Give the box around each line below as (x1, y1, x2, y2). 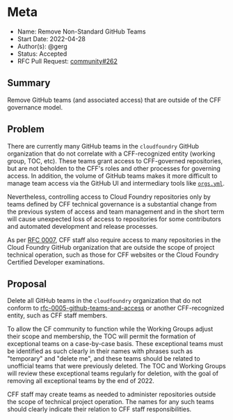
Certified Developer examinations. (7, 257, 105, 266)
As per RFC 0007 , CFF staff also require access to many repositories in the (7, 235, 221, 244)
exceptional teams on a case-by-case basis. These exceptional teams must (7, 340, 223, 348)
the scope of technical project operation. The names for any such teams (7, 398, 214, 406)
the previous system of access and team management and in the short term (7, 207, 225, 216)
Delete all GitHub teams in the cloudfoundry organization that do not (7, 297, 202, 305)
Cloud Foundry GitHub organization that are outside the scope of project (7, 243, 215, 251)
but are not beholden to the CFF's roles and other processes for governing (7, 164, 221, 172)
